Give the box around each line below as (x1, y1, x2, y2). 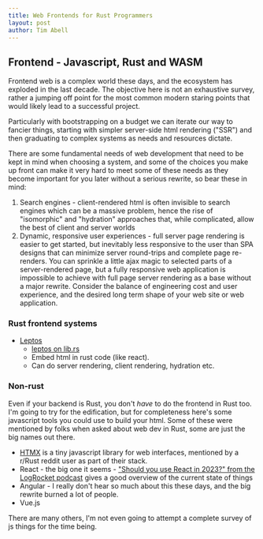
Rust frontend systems (8, 318, 98, 329)
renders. (19, 256, 47, 266)
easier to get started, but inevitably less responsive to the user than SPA (19, 240, 254, 249)
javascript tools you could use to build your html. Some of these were (8, 415, 233, 425)
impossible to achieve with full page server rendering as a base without (19, 273, 252, 283)
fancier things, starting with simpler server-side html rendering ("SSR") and (8, 125, 253, 135)
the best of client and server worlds (19, 223, 135, 233)
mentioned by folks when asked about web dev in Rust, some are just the (8, 424, 246, 433)
